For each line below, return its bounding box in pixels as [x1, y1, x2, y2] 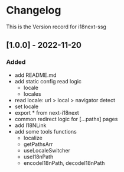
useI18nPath [23, 153, 54, 160]
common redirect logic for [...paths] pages [14, 115, 118, 122]
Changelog [6, 4, 61, 17]
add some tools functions [14, 128, 77, 135]
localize [23, 134, 43, 141]
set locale [14, 103, 39, 110]
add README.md [14, 72, 57, 79]
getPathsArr [23, 140, 53, 148]
